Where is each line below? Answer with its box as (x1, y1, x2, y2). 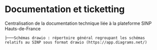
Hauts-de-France (5, 25, 41, 31)
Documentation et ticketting (5, 4, 125, 15)
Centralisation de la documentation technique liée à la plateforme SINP (5, 20, 152, 26)
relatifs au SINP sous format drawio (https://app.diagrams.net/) (5, 39, 147, 45)
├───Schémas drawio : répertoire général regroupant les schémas (5, 35, 145, 40)
